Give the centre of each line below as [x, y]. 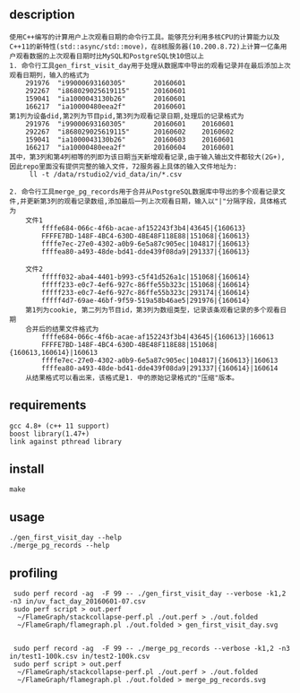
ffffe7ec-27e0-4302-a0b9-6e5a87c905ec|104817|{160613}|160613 [160, 360]
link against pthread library [66, 442]
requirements [48, 406]
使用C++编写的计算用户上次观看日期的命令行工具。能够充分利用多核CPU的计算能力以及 [145, 37]
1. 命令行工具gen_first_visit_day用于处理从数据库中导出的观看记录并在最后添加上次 [150, 65]
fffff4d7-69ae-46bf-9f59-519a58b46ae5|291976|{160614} [146, 300]
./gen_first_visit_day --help [66, 538]
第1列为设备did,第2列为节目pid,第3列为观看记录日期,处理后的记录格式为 [127, 116]
